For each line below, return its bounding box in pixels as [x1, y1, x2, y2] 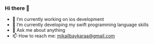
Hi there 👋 [5, 5, 30, 12]
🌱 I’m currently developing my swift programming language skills [12, 21, 149, 28]
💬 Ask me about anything [12, 27, 65, 33]
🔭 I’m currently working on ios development [12, 16, 104, 23]
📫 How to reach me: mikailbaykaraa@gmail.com [12, 33, 115, 39]
